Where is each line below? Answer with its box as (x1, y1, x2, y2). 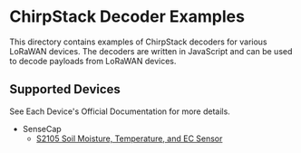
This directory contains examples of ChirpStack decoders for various (9, 36, 267, 47)
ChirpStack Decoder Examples (9, 6, 245, 27)
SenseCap (22, 123, 62, 134)
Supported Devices (9, 81, 121, 97)
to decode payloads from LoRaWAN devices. (9, 55, 177, 66)
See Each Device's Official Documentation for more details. (9, 106, 231, 117)
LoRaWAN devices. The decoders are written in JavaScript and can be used (9, 45, 293, 56)
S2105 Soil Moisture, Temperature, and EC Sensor (35, 133, 223, 144)
